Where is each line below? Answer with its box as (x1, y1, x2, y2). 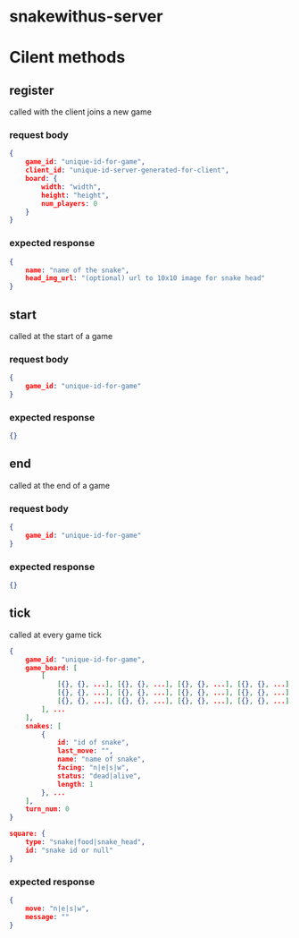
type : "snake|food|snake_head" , (25, 838, 145, 847)
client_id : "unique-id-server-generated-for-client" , (25, 166, 229, 175)
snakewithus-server (9, 6, 163, 27)
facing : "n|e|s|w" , (56, 763, 129, 772)
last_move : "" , (56, 746, 114, 755)
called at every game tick (9, 629, 103, 640)
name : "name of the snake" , (25, 266, 129, 275)
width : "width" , (41, 182, 102, 192)
